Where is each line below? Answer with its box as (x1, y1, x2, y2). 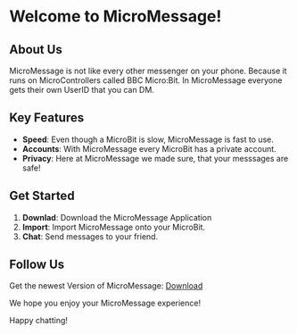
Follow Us (9, 257, 65, 272)
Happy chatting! (9, 315, 69, 326)
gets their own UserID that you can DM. (9, 85, 154, 95)
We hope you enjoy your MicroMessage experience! (9, 297, 202, 309)
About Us (9, 42, 62, 57)
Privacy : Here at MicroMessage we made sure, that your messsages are (21, 153, 289, 163)
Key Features (9, 110, 85, 126)
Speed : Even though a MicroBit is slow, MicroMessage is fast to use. (21, 134, 275, 145)
